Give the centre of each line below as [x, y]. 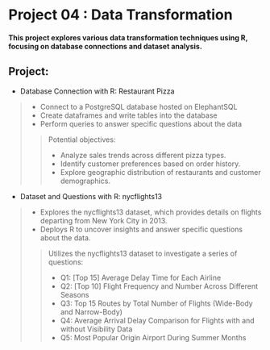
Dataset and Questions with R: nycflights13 [91, 196]
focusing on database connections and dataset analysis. [106, 46]
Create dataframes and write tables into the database [129, 115]
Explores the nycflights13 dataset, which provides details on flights [151, 212]
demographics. [85, 181]
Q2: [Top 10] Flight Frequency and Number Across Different [159, 286]
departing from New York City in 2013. [104, 220]
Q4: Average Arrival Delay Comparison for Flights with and [158, 320]
